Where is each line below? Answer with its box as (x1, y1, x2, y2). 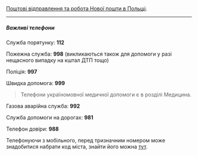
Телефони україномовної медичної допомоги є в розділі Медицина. (20, 91, 192, 98)
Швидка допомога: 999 (6, 79, 65, 86)
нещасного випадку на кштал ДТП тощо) (6, 56, 109, 64)
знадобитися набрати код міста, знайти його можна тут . (6, 143, 148, 150)
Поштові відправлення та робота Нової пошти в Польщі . (6, 5, 147, 12)
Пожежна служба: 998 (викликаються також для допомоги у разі (6, 50, 172, 57)
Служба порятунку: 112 (6, 38, 65, 46)
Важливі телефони (6, 24, 55, 31)
